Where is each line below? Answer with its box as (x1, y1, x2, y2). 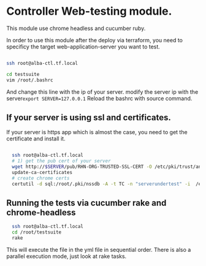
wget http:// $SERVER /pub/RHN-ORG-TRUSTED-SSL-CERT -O (12, 164, 152, 170)
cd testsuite (6, 71, 40, 77)
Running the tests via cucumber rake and (6, 198, 167, 208)
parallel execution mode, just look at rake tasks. (6, 253, 127, 260)
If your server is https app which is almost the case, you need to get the (6, 129, 188, 136)
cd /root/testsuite (12, 229, 62, 235)
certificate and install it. (6, 135, 66, 142)
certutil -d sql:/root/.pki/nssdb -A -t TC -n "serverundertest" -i (12, 181, 191, 187)
